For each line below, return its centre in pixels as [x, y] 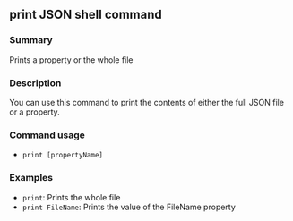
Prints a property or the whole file [71, 59]
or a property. [34, 112]
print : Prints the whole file [71, 197]
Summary [31, 40]
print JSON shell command [86, 15]
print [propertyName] [62, 156]
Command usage [47, 135]
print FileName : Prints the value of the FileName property [129, 207]
